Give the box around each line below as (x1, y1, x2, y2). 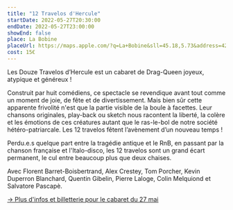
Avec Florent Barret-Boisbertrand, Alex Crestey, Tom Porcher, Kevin (7, 167, 200, 175)
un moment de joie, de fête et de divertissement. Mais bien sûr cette (7, 96, 202, 104)
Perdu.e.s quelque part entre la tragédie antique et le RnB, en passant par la (7, 139, 224, 147)
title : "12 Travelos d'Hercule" (7, 10, 101, 17)
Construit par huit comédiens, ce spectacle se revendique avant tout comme (7, 88, 226, 97)
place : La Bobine (7, 36, 58, 43)
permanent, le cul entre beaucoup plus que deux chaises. (7, 153, 172, 161)
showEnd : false (7, 29, 51, 37)
